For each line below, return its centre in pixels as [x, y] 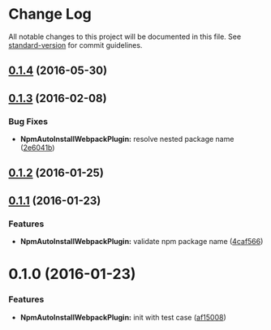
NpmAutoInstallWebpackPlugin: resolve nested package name [127, 139]
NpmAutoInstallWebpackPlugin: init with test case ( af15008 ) [123, 317]
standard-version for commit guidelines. [75, 45]
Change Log [50, 14]
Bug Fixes [28, 121]
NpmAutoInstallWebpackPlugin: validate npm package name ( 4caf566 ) [142, 242]
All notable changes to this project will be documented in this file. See [125, 36]
